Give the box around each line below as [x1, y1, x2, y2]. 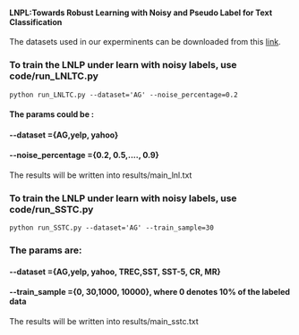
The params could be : [9, 109, 95, 120]
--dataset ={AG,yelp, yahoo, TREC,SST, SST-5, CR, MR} [9, 266, 221, 277]
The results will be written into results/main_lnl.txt [9, 170, 192, 180]
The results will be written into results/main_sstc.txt [9, 315, 199, 326]
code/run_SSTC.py [9, 203, 94, 215]
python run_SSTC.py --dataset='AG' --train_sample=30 [9, 223, 215, 232]
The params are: [9, 244, 82, 256]
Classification [9, 16, 63, 27]
